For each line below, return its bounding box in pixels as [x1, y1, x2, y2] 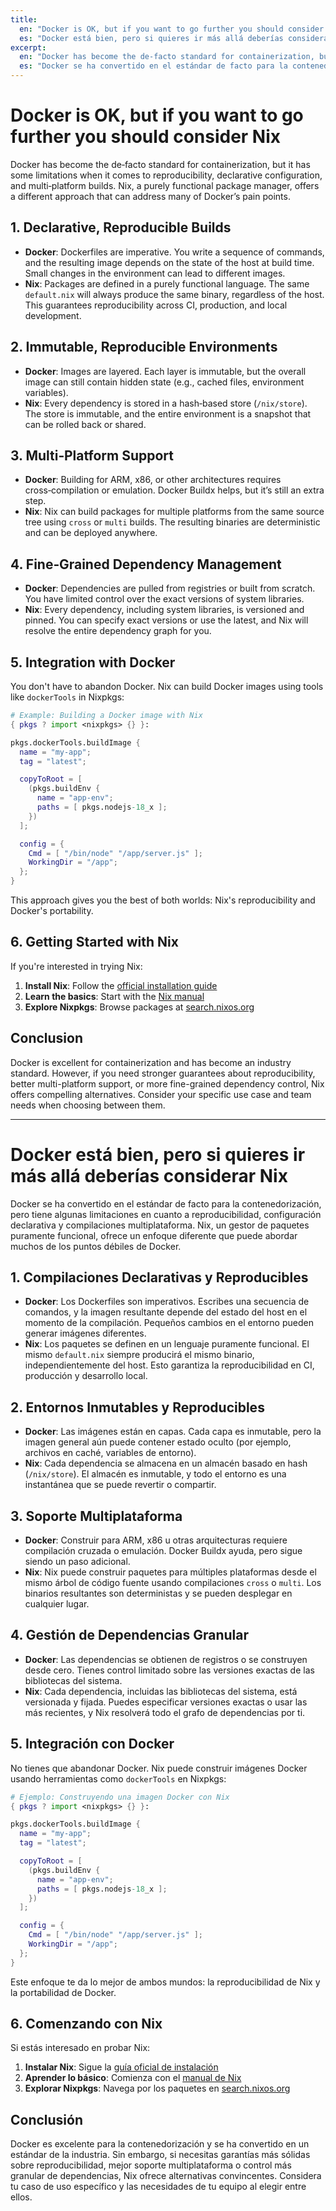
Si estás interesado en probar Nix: [10, 2042, 151, 2054]
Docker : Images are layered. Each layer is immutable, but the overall [24, 365, 307, 377]
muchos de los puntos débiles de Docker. [10, 1240, 182, 1252]
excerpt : [10, 42, 47, 53]
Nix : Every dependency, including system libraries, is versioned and [24, 604, 305, 616]
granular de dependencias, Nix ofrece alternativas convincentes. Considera [10, 2170, 322, 2182]
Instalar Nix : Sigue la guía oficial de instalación [24, 2061, 219, 2073]
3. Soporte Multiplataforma [10, 1507, 183, 1525]
